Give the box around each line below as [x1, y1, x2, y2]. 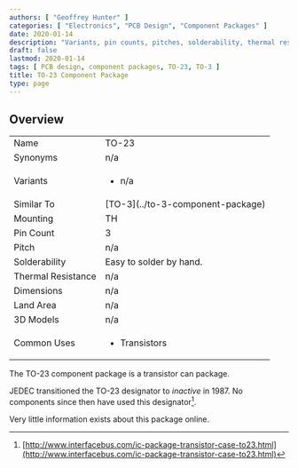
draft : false [9, 46, 58, 55]
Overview [9, 112, 65, 127]
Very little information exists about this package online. [9, 414, 210, 424]
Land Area [13, 299, 57, 312]
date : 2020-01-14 [9, 29, 74, 38]
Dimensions [13, 285, 64, 297]
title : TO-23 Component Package [9, 71, 129, 80]
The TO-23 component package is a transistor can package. [9, 369, 231, 379]
